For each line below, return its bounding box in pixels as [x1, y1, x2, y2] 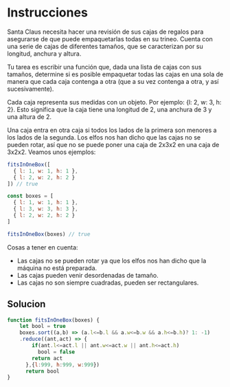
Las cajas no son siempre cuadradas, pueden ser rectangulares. [16, 278, 199, 287]
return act [32, 355, 63, 362]
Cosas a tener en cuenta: [7, 243, 78, 252]
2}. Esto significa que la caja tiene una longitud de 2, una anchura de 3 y [7, 105, 212, 113]
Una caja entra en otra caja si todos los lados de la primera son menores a [7, 126, 218, 134]
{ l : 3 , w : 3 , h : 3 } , [13, 206, 78, 212]
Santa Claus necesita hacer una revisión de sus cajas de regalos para [7, 27, 204, 36]
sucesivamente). [7, 85, 54, 93]
